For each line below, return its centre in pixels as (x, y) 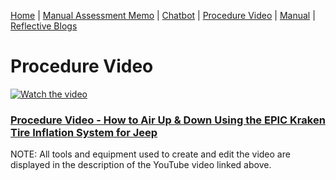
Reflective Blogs (44, 26)
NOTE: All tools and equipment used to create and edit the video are (150, 154)
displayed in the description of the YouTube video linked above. (141, 165)
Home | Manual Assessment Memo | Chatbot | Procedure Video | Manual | (163, 15)
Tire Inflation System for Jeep (84, 132)
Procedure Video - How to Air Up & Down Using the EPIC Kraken (168, 120)
